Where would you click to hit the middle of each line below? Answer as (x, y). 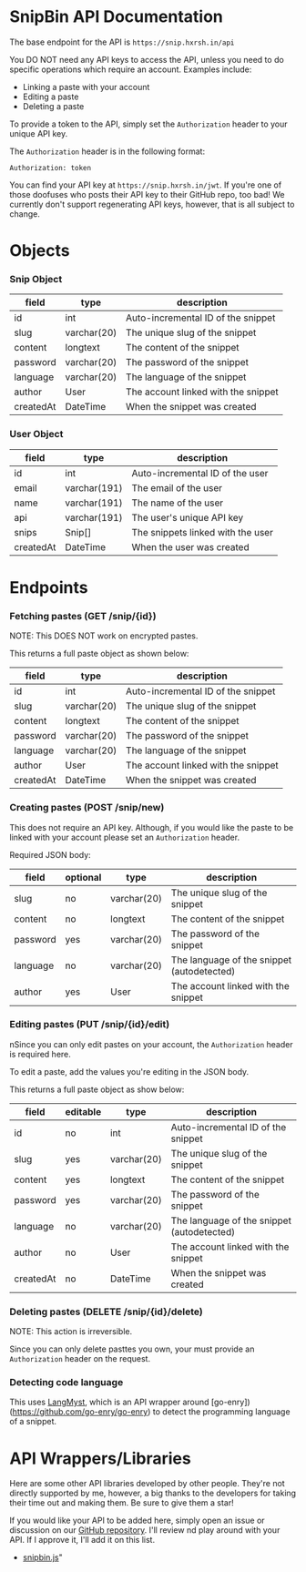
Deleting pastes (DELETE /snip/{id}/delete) (106, 1312)
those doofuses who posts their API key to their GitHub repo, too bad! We (147, 194)
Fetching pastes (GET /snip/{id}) (83, 616)
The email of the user (177, 487)
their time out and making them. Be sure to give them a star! (122, 1503)
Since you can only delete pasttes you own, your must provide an (132, 1349)
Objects (40, 251)
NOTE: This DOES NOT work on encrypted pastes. (104, 636)
